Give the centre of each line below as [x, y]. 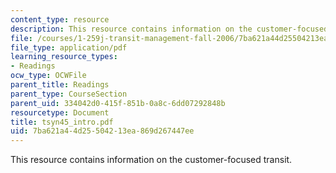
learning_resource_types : [64, 57]
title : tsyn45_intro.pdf [62, 122]
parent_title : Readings [60, 85]
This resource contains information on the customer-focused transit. [151, 160]
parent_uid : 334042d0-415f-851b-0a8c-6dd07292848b [118, 103]
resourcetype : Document [60, 112]
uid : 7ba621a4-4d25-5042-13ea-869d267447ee [102, 131]
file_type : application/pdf [69, 47]
